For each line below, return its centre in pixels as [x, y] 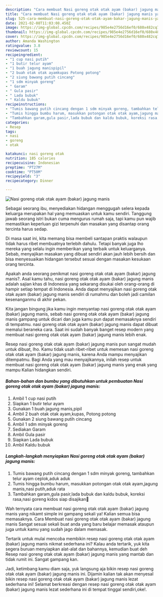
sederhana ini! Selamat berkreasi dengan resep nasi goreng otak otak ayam [81, 584]
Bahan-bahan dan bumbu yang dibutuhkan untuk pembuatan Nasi [74, 381]
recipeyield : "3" [23, 176]
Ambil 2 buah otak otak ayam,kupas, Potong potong [64, 414]
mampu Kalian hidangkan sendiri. [39, 370]
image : [12, 28]
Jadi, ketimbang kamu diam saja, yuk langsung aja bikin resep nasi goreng [80, 568]
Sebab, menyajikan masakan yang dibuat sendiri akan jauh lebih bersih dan [81, 254]
